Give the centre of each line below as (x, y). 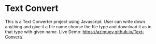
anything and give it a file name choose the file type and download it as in (78, 26)
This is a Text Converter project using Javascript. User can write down (75, 22)
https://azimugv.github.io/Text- (113, 32)
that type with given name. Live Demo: (43, 32)
